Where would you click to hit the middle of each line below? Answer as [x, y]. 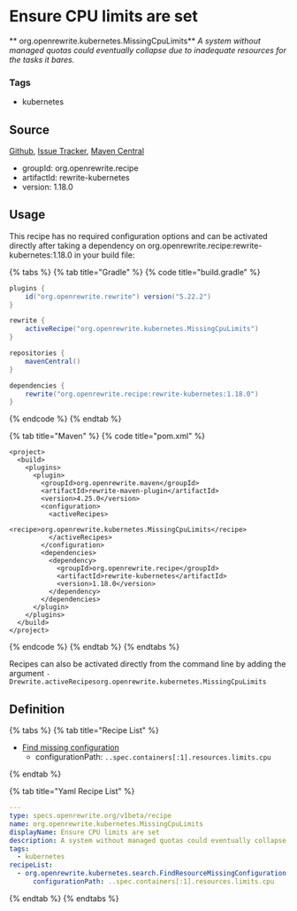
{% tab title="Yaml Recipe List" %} [72, 791]
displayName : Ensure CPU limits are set [85, 832]
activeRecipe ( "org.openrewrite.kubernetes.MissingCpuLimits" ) [142, 329]
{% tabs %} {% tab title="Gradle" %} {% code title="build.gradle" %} [135, 272]
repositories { [37, 353]
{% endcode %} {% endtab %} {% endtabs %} [94, 647]
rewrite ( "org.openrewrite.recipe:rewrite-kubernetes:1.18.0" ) [142, 394]
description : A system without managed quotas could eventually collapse [148, 840]
